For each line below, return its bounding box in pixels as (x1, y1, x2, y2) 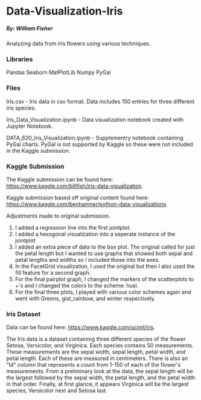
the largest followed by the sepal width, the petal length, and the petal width (6, 374, 196, 381)
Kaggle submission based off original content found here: (6, 194, 149, 201)
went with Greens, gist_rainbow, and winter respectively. (14, 295, 156, 302)
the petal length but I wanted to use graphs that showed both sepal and (14, 250, 193, 257)
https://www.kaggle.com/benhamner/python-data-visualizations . (6, 201, 168, 208)
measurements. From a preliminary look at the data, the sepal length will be (6, 368, 193, 375)
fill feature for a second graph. (14, 269, 91, 276)
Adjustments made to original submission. (6, 212, 110, 219)
